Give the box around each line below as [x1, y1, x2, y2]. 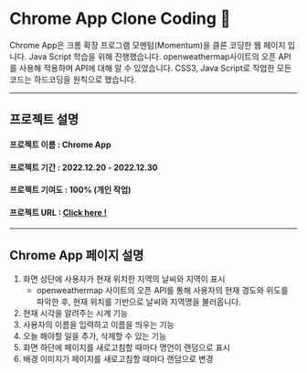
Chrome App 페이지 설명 [9, 247, 144, 263]
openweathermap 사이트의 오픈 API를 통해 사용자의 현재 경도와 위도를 [36, 285, 289, 296]
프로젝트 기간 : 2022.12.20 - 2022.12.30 [9, 162, 158, 173]
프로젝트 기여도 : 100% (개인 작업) [9, 185, 132, 196]
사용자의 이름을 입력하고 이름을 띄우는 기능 [22, 319, 175, 330]
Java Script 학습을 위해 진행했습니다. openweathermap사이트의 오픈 [28, 50, 277, 62]
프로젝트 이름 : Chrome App [9, 139, 111, 150]
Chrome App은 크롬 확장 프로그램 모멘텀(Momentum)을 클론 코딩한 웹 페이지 [9, 39, 286, 50]
